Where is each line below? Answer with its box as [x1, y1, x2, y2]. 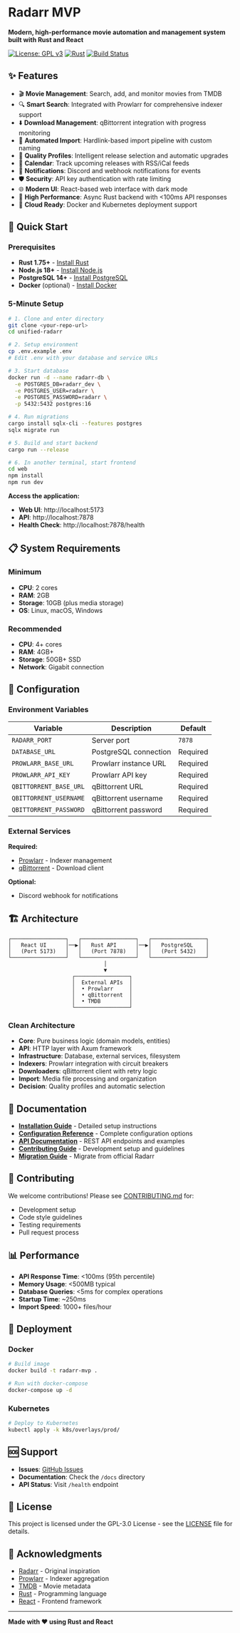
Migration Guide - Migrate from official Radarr [18, 1152, 155, 1160]
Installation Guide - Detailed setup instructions [18, 1122, 157, 1130]
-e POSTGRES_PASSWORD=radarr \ [14, 393, 108, 401]
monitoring [18, 128, 51, 137]
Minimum [8, 567, 42, 577]
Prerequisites [8, 242, 56, 252]
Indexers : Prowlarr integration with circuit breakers [18, 1059, 169, 1068]
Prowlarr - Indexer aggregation [18, 1575, 110, 1583]
